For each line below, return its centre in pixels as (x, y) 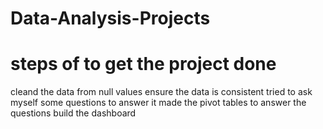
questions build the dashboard (73, 113)
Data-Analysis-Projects (110, 18)
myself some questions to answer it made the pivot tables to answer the (158, 103)
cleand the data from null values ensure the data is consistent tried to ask (161, 92)
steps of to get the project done (143, 64)
